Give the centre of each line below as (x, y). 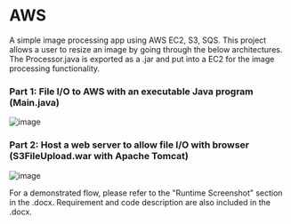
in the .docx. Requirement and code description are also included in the (140, 202)
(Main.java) (34, 102)
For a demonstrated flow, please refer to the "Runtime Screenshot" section (146, 193)
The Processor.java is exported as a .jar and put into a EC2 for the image (142, 59)
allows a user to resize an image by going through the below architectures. (146, 49)
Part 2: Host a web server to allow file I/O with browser (129, 145)
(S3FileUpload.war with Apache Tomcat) (99, 156)
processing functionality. (55, 68)
